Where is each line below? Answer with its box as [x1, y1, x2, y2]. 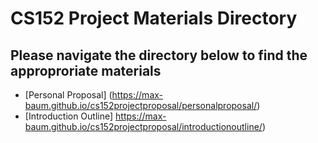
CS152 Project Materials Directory [10, 7, 298, 30]
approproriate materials [10, 62, 162, 79]
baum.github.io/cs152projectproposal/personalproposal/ [24, 100, 258, 111]
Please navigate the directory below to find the [10, 47, 308, 64]
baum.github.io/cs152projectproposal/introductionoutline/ [24, 121, 263, 132]
